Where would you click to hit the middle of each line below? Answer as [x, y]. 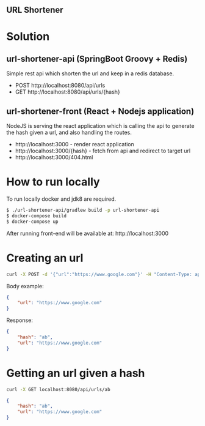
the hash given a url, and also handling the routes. [69, 133]
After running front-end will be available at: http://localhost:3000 [88, 233]
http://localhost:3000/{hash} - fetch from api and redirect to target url [103, 151]
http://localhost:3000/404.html [54, 157]
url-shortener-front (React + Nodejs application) [100, 111]
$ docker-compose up [33, 222]
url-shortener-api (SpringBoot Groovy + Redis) [97, 58]
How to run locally [53, 182]
